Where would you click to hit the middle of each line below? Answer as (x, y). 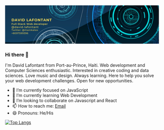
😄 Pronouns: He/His (33, 113)
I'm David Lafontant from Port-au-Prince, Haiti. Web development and (75, 65)
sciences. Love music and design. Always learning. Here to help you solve (80, 75)
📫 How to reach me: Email (39, 106)
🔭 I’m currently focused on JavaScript (50, 90)
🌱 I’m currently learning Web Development (55, 95)
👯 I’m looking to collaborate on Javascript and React (64, 101)
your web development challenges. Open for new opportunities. (69, 81)
